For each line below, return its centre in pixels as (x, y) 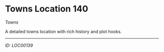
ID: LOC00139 (19, 45)
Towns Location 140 (47, 9)
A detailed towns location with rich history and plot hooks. (63, 31)
